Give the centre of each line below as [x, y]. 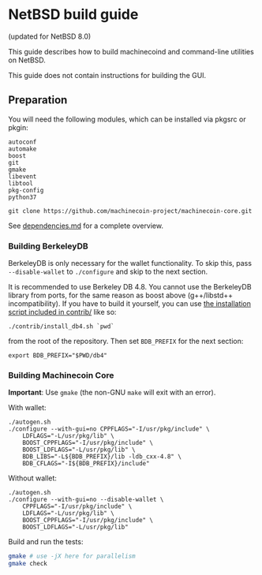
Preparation [38, 100]
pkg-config [26, 190]
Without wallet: [33, 478]
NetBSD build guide [73, 15]
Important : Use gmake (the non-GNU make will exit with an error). [112, 393]
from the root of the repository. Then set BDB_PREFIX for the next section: [126, 342]
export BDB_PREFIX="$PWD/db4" [58, 356]
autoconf [22, 142]
